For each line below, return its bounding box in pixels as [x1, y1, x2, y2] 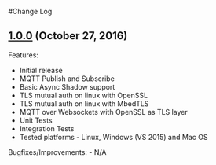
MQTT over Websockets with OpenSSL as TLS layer [19, 107, 189, 116]
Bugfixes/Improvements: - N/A [8, 147, 107, 156]
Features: [8, 50, 39, 60]
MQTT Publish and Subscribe [19, 74, 115, 83]
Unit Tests [19, 115, 53, 125]
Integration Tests [19, 123, 75, 133]
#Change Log [8, 7, 53, 16]
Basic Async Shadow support [19, 82, 115, 91]
